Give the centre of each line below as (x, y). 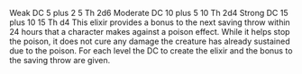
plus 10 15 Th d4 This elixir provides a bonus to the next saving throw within (150, 22)
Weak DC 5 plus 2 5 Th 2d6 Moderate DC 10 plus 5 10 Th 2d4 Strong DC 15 (149, 13)
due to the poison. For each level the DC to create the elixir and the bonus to (151, 51)
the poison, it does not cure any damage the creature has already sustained (150, 41)
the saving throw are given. (60, 60)
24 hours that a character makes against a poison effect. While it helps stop (150, 32)
